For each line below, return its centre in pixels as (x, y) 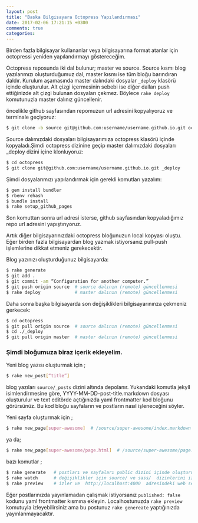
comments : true (25, 28)
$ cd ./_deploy (25, 332)
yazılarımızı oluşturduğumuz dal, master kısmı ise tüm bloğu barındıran (92, 74)
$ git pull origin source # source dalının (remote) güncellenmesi (92, 326)
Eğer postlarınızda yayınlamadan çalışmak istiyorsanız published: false (93, 495)
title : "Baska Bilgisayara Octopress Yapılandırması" (74, 17)
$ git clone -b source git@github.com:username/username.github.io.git (96, 128)
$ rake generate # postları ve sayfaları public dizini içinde (88, 473)
